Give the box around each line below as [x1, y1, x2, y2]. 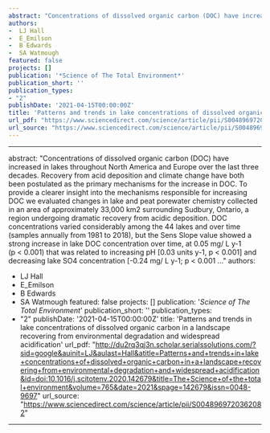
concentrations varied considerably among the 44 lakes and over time [8, 222, 241, 231]
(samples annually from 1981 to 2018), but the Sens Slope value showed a [8, 230, 252, 239]
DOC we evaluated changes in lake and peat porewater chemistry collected [8, 196, 259, 206]
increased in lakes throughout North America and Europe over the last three [8, 161, 260, 171]
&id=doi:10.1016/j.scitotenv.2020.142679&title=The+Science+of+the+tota [19, 374, 261, 383]
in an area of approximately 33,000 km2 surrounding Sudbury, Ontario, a [8, 204, 249, 214]
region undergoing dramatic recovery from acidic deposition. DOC [8, 213, 227, 223]
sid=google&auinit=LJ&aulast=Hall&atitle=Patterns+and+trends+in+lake [19, 348, 260, 357]
